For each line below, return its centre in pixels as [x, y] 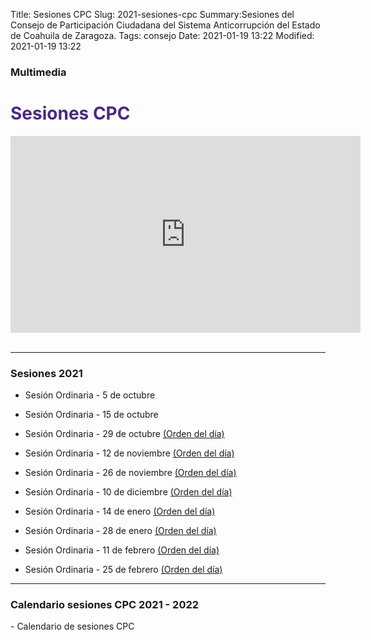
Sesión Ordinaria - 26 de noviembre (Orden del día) [130, 473]
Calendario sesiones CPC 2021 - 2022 [105, 605]
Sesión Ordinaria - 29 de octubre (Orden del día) [124, 434]
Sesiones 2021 [46, 373]
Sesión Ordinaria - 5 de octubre [90, 395]
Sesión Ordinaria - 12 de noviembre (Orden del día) [129, 453]
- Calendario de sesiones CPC [72, 626]
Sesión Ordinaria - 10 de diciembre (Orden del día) [128, 492]
